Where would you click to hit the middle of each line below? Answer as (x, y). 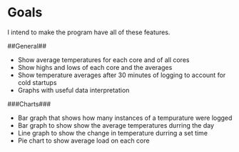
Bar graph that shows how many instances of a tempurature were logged (125, 118)
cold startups (37, 82)
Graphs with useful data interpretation (73, 90)
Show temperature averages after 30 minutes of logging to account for (122, 75)
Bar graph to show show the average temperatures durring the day (116, 125)
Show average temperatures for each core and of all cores (103, 60)
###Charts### (29, 103)
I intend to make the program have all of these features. (89, 32)
